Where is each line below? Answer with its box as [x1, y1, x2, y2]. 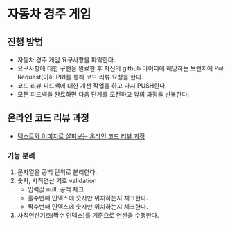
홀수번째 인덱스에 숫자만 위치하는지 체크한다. [27, 194, 148, 203]
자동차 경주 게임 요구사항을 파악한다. [17, 56, 116, 64]
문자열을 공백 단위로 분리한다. [17, 168, 98, 176]
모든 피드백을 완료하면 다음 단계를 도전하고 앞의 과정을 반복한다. [17, 91, 189, 98]
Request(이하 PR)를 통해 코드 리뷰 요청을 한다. [17, 73, 143, 81]
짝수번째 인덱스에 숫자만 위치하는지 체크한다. [27, 203, 148, 211]
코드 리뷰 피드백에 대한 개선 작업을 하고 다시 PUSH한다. [17, 82, 168, 90]
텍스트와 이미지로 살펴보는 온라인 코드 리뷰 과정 [17, 132, 145, 140]
